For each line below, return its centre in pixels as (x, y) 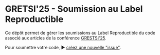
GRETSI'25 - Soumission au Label (74, 9)
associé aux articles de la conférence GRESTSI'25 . (56, 38)
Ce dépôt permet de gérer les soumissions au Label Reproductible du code (80, 33)
